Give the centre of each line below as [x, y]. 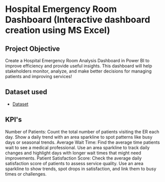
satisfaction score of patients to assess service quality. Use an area [74, 163]
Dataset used [26, 92]
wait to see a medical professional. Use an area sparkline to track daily [78, 147]
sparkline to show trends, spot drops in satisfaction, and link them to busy [81, 169]
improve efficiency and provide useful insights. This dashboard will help [79, 66]
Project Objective [33, 48]
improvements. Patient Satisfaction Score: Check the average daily [74, 158]
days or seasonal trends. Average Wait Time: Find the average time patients [82, 142]
